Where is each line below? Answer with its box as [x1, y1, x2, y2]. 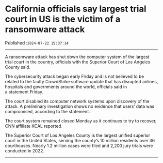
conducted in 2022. [5, 148, 45, 153]
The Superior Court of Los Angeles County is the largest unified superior [5, 132, 150, 138]
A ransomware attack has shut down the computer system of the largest [5, 54, 149, 59]
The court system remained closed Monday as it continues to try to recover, [5, 118, 157, 124]
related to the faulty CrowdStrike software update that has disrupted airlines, [5, 78, 158, 84]
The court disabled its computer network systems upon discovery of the [5, 98, 149, 104]
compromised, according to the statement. [5, 108, 91, 114]
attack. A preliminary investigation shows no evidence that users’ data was [5, 103, 154, 109]
